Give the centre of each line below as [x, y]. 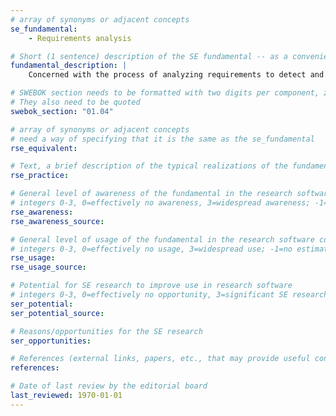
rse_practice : [40, 176]
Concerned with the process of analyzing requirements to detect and [176, 75]
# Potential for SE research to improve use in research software [151, 286]
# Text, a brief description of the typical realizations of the [149, 166]
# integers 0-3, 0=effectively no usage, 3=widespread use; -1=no [151, 249]
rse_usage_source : [48, 267]
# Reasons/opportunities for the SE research [106, 331]
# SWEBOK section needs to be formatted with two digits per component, [165, 93]
